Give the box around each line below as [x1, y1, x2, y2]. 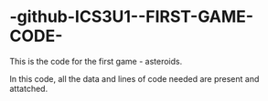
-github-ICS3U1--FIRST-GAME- [9, 6, 254, 27]
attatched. [9, 83, 48, 94]
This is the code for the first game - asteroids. [9, 56, 183, 66]
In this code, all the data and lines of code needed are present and [9, 73, 260, 84]
